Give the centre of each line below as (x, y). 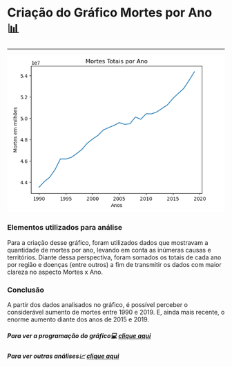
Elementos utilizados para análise (65, 228)
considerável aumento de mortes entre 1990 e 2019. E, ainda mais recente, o (116, 312)
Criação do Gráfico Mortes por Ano (110, 13)
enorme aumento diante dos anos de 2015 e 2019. (78, 319)
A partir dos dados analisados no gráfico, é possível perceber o (98, 304)
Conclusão (26, 290)
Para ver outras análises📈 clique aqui (63, 356)
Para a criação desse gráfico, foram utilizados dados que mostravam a (108, 242)
